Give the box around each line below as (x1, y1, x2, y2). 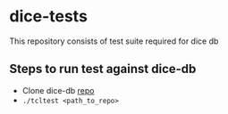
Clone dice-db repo (21, 85, 95, 95)
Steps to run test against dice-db (9, 61, 197, 77)
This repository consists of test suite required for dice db (9, 36, 219, 46)
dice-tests (9, 6, 88, 27)
